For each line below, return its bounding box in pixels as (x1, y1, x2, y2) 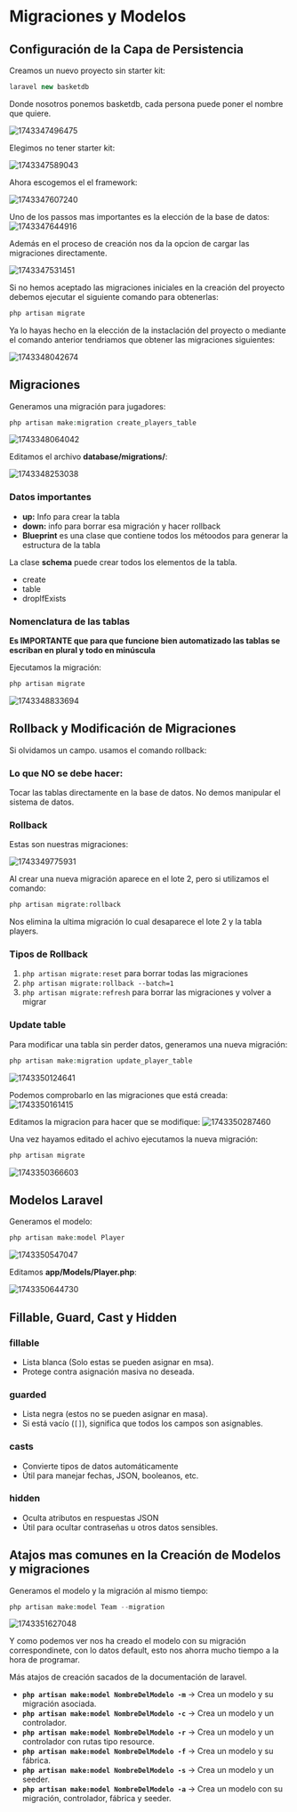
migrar (21, 997, 47, 1007)
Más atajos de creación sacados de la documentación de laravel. (9, 1671, 247, 1683)
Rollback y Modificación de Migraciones (9, 721, 237, 736)
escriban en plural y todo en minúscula (9, 645, 156, 656)
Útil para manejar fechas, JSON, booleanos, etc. (21, 1470, 199, 1481)
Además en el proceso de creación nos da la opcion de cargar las (9, 238, 250, 248)
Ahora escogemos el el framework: (9, 176, 138, 188)
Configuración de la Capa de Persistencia (9, 42, 245, 57)
